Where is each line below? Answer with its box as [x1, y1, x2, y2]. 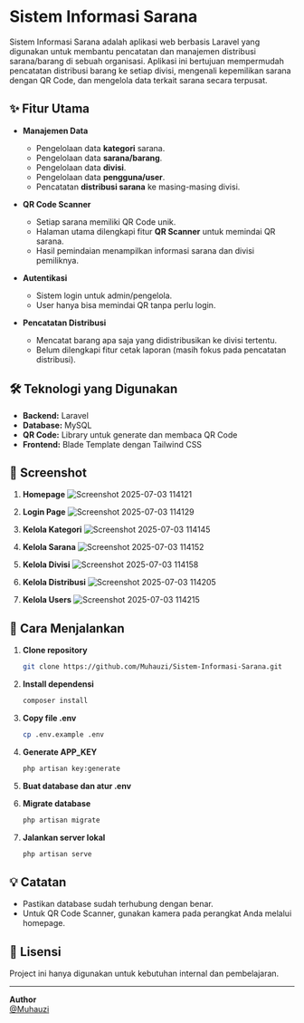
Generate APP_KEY [22, 746, 98, 758]
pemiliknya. [35, 255, 80, 265]
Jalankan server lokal [22, 832, 106, 843]
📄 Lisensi [9, 944, 62, 960]
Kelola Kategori [22, 524, 82, 536]
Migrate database [22, 797, 91, 808]
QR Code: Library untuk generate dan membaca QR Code [22, 429, 238, 440]
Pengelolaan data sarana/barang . [35, 152, 163, 163]
